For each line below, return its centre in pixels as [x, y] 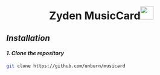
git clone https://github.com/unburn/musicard [66, 66]
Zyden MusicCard [95, 16]
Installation [28, 38]
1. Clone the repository [35, 53]
